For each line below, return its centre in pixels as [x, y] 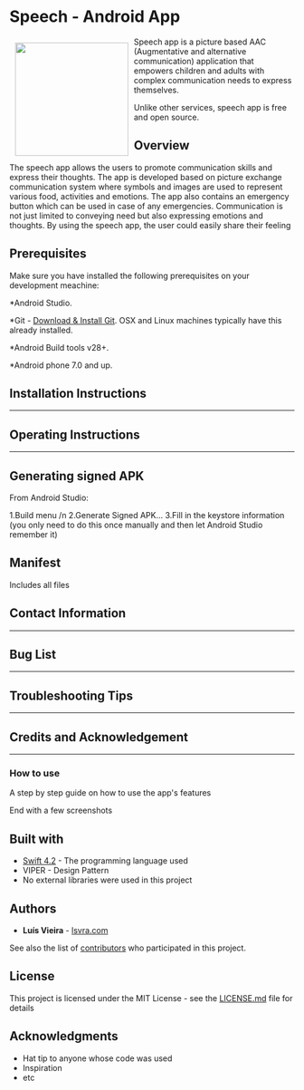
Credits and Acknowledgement [99, 737]
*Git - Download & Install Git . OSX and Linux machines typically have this [146, 320]
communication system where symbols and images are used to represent [146, 187]
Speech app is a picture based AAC [200, 42]
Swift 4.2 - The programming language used [105, 861]
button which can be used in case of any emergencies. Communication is [146, 206]
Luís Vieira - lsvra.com [65, 930]
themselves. [157, 90]
